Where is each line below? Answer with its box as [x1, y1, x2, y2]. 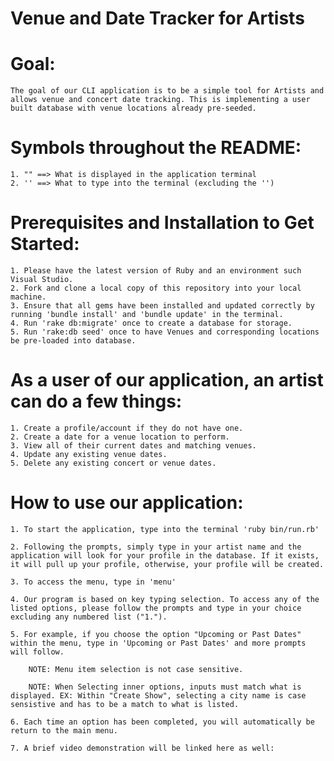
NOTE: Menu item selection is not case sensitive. [28, 664, 244, 674]
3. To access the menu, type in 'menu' [10, 577, 177, 587]
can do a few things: [10, 390, 183, 413]
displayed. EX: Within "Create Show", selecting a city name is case [10, 690, 307, 701]
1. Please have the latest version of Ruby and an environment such [10, 266, 302, 276]
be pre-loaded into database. [10, 336, 137, 346]
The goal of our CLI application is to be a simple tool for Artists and [10, 86, 325, 96]
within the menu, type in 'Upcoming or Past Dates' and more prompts [10, 638, 307, 648]
